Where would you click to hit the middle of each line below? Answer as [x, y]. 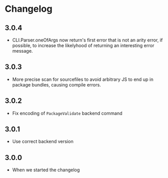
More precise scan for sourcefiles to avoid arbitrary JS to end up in [83, 79]
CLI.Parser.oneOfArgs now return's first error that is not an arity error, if [87, 40]
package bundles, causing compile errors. [56, 84]
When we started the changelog [46, 170]
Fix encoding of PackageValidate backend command [67, 113]
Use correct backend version [43, 142]
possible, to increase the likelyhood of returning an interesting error [83, 46]
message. [22, 51]
